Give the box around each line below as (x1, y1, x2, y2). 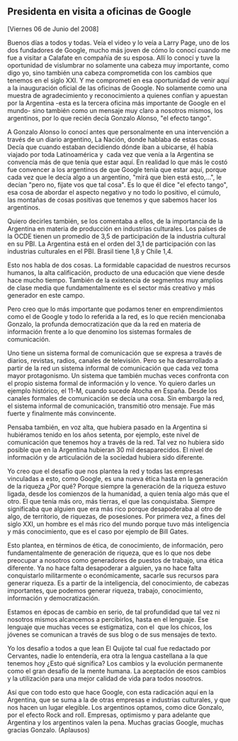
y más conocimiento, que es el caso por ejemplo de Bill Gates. (7, 527, 189, 536)
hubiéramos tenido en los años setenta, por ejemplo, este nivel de (7, 430, 200, 439)
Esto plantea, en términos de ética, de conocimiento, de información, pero (7, 541, 224, 549)
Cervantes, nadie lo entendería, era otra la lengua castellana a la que (7, 651, 208, 660)
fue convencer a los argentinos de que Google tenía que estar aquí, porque (7, 165, 227, 173)
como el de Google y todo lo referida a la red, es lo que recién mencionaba (7, 312, 226, 320)
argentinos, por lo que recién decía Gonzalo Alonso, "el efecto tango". (7, 114, 212, 122)
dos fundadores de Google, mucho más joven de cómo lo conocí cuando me (7, 45, 231, 54)
